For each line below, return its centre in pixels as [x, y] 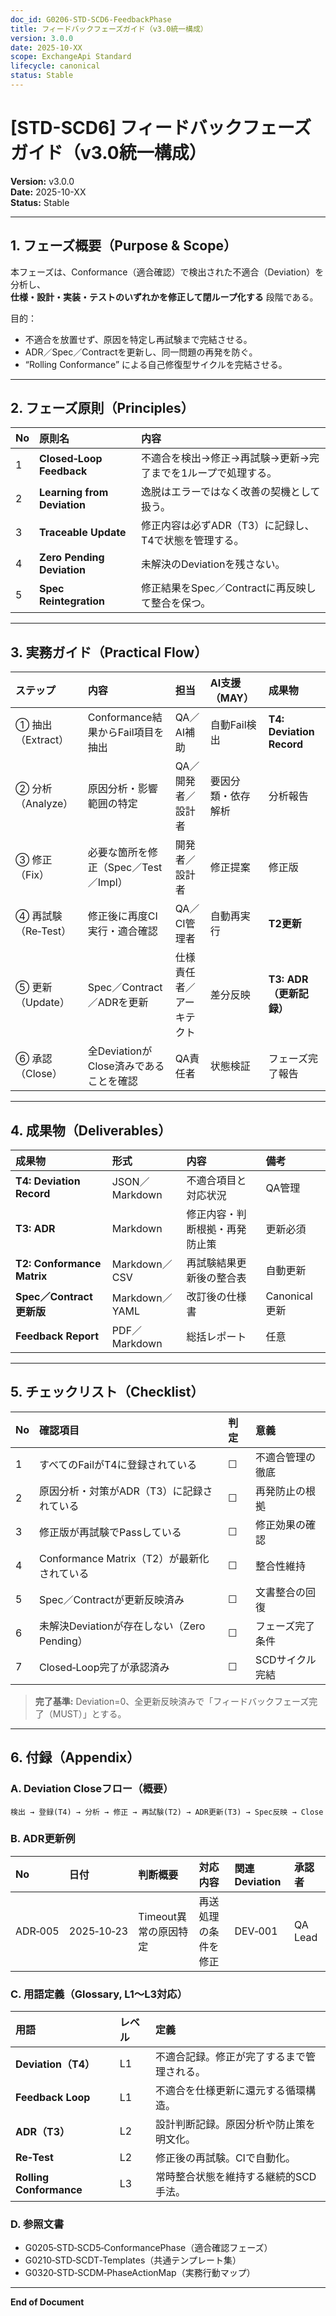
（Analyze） [44, 804]
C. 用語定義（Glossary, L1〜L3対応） [99, 1994]
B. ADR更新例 [43, 1839]
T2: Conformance [58, 1264]
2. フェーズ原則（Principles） [102, 408]
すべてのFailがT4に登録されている [118, 1464]
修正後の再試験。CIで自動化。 [225, 2158]
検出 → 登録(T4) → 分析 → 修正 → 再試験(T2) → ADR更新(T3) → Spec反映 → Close [167, 1812]
